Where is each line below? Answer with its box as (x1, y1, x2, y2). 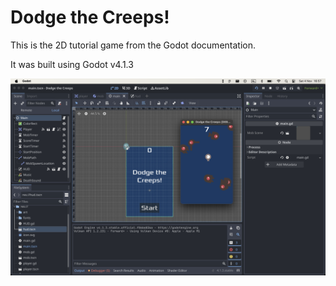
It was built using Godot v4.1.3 (10, 58, 134, 70)
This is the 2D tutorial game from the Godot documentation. (10, 39, 256, 51)
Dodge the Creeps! (10, 6, 170, 29)
